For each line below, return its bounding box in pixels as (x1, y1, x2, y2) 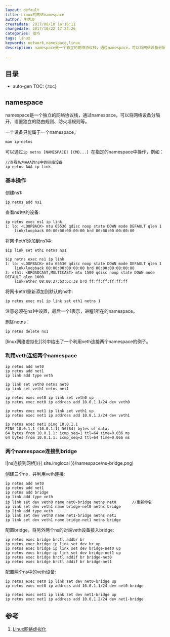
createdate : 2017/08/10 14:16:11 (5, 21, 76, 27)
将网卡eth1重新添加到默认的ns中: (5, 288, 73, 294)
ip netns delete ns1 (5, 329, 49, 334)
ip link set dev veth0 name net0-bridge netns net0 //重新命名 (5, 500, 152, 505)
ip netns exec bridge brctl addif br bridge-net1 (5, 559, 112, 565)
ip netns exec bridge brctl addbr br (5, 537, 85, 542)
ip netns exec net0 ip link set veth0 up (5, 395, 94, 400)
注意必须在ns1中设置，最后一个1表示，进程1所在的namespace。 (5, 308, 138, 314)
